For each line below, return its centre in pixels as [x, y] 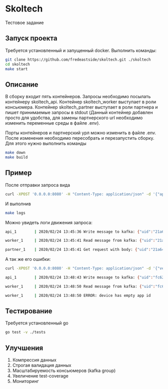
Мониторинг [25, 381]
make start [16, 69]
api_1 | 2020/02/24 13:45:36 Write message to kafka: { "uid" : [79, 232]
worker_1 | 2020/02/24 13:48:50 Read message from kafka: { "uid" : [80, 286]
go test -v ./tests [25, 332]
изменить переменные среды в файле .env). [52, 123]
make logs [15, 213]
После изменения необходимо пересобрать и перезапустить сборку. [80, 138]
